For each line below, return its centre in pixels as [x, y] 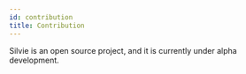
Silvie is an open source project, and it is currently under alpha [123, 50]
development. [34, 60]
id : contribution [41, 17]
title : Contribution [47, 26]
